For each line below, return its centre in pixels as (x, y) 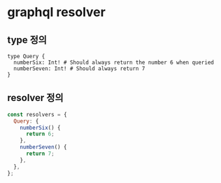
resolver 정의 (35, 98)
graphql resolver (57, 12)
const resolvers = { (37, 114)
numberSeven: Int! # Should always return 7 (79, 69)
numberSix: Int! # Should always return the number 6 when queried (114, 62)
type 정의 (27, 40)
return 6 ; (40, 134)
